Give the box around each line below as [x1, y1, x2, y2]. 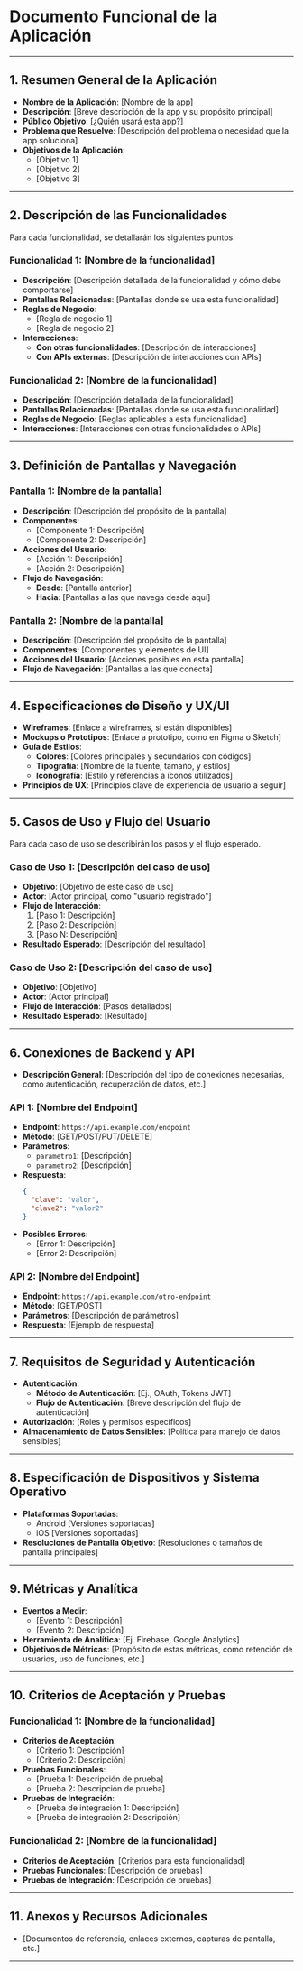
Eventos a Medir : [22, 1605, 87, 1616]
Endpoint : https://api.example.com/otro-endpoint [22, 1291, 212, 1301]
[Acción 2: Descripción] [35, 562, 124, 574]
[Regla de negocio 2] [35, 322, 115, 333]
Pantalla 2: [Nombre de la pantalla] [9, 614, 164, 626]
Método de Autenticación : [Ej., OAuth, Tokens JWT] [35, 1388, 232, 1399]
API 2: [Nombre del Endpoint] [9, 1270, 140, 1282]
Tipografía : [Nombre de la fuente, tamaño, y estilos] [35, 760, 231, 771]
